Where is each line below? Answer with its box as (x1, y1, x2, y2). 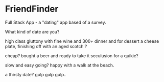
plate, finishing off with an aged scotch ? (5, 43, 87, 49)
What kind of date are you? (5, 29, 60, 34)
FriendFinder (5, 3, 59, 15)
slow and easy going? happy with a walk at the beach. (5, 62, 114, 68)
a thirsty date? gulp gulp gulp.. (5, 71, 67, 77)
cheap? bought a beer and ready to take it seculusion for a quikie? (5, 52, 139, 59)
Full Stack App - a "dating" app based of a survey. (5, 19, 106, 25)
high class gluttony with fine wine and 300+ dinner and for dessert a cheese (5, 38, 159, 44)
